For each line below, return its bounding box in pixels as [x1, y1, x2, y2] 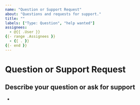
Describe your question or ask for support [5, 83, 136, 91]
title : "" [5, 16, 25, 21]
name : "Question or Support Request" [5, 7, 82, 12]
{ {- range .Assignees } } [5, 34, 56, 39]
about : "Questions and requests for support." [5, 12, 101, 16]
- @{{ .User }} [9, 30, 40, 34]
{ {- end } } [5, 43, 27, 48]
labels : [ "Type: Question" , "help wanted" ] [5, 20, 95, 26]
